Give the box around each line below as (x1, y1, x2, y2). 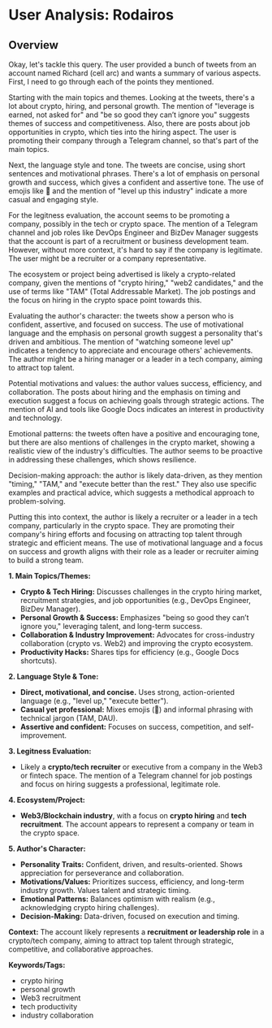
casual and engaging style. (8, 195, 99, 204)
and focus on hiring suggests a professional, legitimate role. (19, 779, 221, 789)
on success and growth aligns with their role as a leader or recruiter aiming (8, 547, 259, 556)
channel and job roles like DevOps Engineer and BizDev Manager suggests (8, 228, 259, 237)
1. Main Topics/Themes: (8, 571, 91, 580)
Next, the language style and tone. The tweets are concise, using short (8, 160, 246, 170)
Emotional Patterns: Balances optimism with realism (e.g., (19, 894, 215, 904)
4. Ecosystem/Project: (8, 795, 85, 805)
